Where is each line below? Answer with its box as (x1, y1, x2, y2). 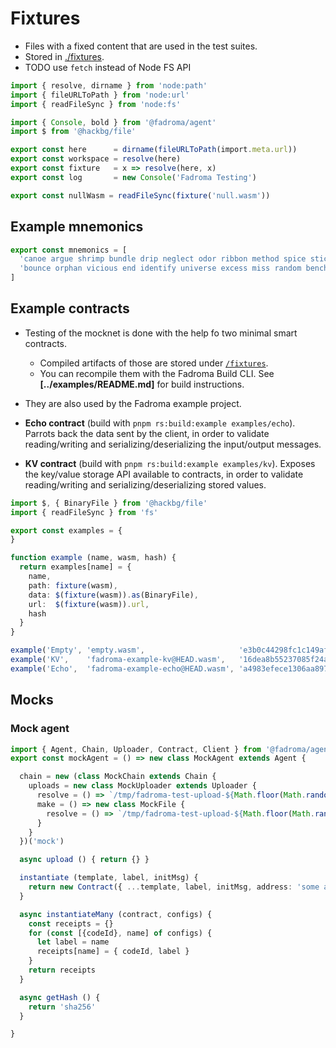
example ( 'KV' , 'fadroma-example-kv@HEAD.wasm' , (10, 655, 226, 665)
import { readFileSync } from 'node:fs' (10, 99, 182, 109)
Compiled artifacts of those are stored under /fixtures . (39, 357, 269, 369)
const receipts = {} (28, 918, 114, 929)
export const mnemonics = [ (10, 245, 128, 255)
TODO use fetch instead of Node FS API (24, 61, 192, 73)
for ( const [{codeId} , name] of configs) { (28, 928, 213, 938)
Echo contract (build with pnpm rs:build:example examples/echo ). (24, 417, 296, 429)
